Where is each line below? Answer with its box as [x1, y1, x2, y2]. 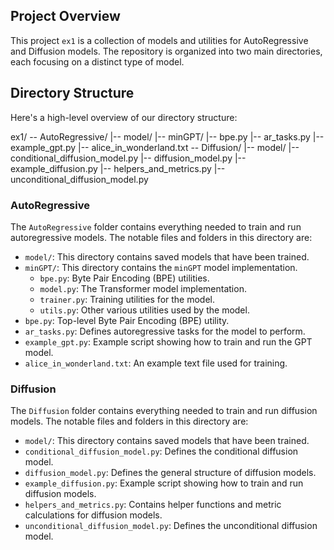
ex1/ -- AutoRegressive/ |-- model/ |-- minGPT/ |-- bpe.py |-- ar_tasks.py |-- [10, 130, 325, 143]
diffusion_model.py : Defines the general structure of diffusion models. [24, 467, 317, 479]
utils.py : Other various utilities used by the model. [39, 304, 250, 316]
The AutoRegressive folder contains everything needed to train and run [10, 220, 302, 233]
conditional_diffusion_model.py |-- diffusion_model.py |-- [10, 152, 247, 164]
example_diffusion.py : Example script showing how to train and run [24, 477, 304, 489]
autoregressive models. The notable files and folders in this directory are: [10, 231, 313, 243]
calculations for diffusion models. [24, 509, 163, 521]
